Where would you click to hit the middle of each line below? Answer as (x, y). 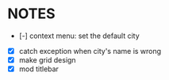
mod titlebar (38, 69)
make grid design (47, 60)
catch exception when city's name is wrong (90, 51)
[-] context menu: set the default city (79, 36)
